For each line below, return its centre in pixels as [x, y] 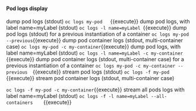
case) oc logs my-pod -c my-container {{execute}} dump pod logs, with [94, 47]
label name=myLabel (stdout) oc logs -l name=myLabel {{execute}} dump [97, 28]
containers [20, 103]
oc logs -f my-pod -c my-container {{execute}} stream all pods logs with [96, 90]
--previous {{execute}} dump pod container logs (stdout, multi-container [94, 40]
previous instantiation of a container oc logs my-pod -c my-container [91, 66]
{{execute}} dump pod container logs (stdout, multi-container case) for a [95, 59]
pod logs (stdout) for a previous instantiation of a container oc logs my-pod [97, 34]
